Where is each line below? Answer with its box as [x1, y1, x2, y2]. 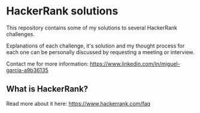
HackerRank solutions [6, 4, 119, 18]
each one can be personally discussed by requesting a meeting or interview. [6, 48, 195, 55]
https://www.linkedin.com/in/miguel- [89, 60, 181, 67]
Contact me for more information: [6, 60, 89, 67]
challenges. [6, 30, 35, 37]
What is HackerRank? [6, 84, 89, 94]
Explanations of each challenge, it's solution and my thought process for [6, 42, 185, 49]
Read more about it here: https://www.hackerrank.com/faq [6, 100, 151, 107]
